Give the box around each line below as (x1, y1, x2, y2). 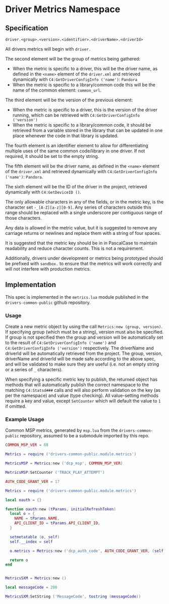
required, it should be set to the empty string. (5, 153, 99, 159)
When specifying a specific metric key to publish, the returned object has (5, 376, 158, 383)
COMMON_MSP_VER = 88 (5, 442, 49, 448)
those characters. (5, 215, 42, 221)
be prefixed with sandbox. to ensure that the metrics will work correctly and (5, 261, 162, 266)
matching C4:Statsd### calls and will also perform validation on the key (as (5, 387, 160, 393)
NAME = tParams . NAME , (14, 516, 60, 521)
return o (10, 557, 28, 562)
